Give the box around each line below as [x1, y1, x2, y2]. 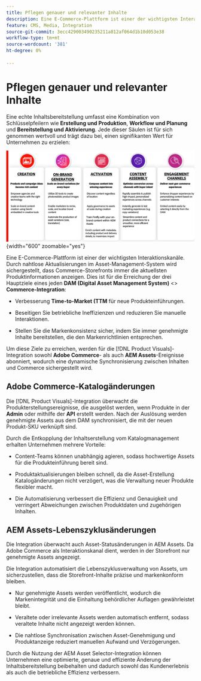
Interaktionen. [14, 315, 50, 323]
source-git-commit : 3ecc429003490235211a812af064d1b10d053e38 [6, 29, 165, 35]
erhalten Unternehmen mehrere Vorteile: [6, 441, 106, 448]
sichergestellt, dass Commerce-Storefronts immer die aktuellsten [6, 267, 167, 274]
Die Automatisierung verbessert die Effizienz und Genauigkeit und [14, 495, 178, 502]
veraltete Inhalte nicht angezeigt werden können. [14, 620, 136, 628]
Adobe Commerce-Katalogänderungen [6, 381, 156, 392]
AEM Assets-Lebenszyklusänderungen [6, 525, 157, 535]
